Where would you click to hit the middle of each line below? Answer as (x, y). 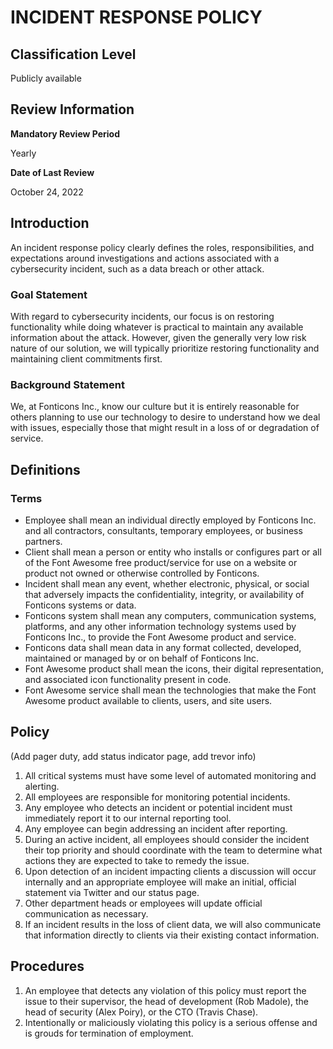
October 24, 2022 (47, 192)
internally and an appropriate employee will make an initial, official (160, 882)
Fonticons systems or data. (80, 605)
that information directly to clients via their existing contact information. (172, 935)
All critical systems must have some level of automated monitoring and (170, 775)
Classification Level (73, 54)
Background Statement (67, 384)
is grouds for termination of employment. (109, 1033)
